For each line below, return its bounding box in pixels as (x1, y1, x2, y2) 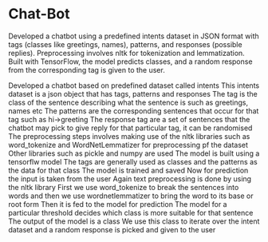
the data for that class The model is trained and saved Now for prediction (8, 165, 249, 175)
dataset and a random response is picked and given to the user (8, 224, 216, 234)
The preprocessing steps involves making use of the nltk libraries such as (8, 131, 250, 141)
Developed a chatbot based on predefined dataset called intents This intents (8, 81, 260, 90)
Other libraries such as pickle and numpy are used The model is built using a (8, 149, 260, 158)
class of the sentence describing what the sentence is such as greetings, (8, 97, 249, 107)
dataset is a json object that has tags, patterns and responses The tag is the (8, 89, 258, 98)
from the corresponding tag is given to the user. (8, 65, 165, 74)
